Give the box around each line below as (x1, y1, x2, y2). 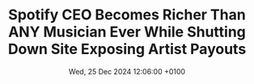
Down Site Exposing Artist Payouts (7, 40, 247, 58)
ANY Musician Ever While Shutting (8, 23, 246, 41)
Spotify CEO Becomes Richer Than (8, 6, 246, 24)
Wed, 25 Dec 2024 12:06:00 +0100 (68, 66, 186, 76)
